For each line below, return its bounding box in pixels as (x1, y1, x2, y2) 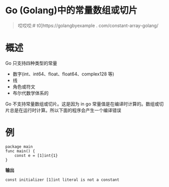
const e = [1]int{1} (14, 153, 58, 158)
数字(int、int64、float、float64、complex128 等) (12, 71, 115, 77)
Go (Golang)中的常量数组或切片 (5, 5, 138, 16)
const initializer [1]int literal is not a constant (5, 177, 120, 182)
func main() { (5, 148, 36, 153)
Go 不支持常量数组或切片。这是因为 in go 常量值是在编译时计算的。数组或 (5, 100, 159, 107)
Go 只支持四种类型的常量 (5, 60, 58, 66)
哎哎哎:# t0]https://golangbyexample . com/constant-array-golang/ (17, 22, 159, 29)
